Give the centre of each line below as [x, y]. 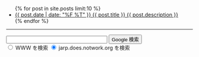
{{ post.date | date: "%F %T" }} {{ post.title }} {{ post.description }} [97, 15]
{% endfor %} [32, 21]
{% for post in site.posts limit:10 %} [58, 9]
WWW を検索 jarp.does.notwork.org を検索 [73, 48]
